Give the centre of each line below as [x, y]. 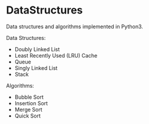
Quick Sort [28, 116]
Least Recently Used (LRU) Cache [56, 55]
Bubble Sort [29, 97]
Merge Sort [28, 109]
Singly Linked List [36, 68]
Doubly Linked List [37, 49]
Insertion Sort [31, 103]
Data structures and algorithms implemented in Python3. [74, 26]
